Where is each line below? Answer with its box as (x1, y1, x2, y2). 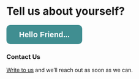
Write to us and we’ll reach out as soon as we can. (6, 66, 133, 74)
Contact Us (6, 52, 41, 61)
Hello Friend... (19, 29, 70, 39)
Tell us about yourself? (6, 4, 126, 18)
